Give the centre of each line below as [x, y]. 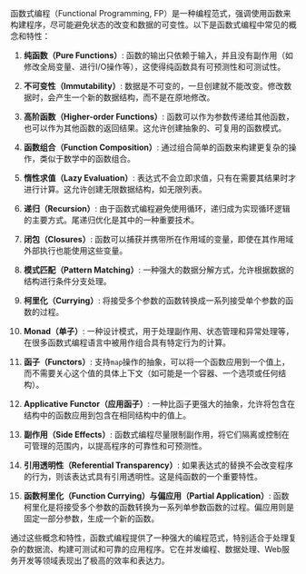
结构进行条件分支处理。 [67, 281]
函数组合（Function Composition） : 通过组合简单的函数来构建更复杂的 [156, 147]
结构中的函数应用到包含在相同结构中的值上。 [107, 415]
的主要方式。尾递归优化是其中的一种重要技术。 [111, 220]
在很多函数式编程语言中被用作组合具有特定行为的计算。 [127, 342]
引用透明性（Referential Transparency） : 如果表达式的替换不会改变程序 [158, 465]
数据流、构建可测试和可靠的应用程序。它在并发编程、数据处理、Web [154, 549]
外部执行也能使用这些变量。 [75, 251]
